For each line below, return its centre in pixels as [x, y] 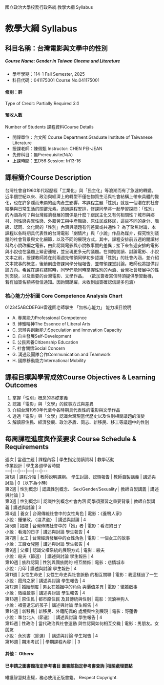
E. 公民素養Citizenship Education [45, 342]
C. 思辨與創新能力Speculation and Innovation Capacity [67, 330]
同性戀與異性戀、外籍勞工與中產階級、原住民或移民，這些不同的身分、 [84, 221]
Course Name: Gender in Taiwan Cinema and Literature [63, 61]
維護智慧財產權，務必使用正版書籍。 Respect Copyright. [61, 678]
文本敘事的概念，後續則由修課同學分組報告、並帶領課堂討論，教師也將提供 [80, 263]
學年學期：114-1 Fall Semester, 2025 [48, 74]
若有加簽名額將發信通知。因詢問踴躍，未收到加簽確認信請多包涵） [71, 282]
